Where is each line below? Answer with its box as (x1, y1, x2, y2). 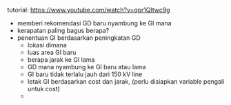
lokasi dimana (27, 41, 67, 49)
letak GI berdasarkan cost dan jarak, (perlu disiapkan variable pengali (27, 78, 225, 85)
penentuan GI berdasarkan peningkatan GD (17, 34, 141, 42)
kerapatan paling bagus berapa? (17, 27, 110, 34)
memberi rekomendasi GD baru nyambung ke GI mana (17, 19, 172, 27)
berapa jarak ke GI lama (27, 56, 95, 64)
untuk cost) (27, 85, 61, 93)
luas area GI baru (27, 48, 77, 56)
